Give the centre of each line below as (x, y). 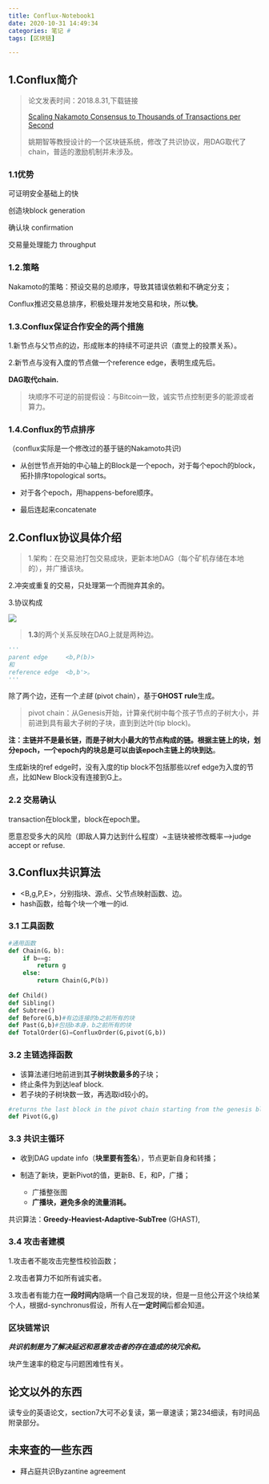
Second (41, 125)
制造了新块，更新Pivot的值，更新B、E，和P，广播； (105, 1175)
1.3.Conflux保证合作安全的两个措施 (76, 326)
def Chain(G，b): (37, 951)
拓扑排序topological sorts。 (65, 475)
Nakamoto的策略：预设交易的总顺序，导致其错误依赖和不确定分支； (120, 287)
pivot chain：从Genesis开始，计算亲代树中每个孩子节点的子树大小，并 (144, 713)
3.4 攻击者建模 (37, 1241)
